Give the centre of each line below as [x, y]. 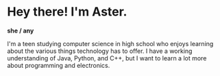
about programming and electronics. [59, 65]
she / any [21, 31]
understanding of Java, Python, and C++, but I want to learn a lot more [107, 58]
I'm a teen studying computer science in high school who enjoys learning [110, 43]
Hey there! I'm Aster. [67, 12]
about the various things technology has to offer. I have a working [100, 51]
